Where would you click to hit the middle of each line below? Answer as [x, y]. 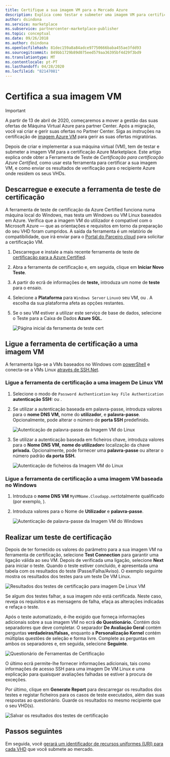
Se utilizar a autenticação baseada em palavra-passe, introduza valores [87, 409]
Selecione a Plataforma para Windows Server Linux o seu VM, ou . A [82, 297]
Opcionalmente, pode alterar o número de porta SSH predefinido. [81, 420]
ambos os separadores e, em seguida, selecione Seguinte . [67, 644]
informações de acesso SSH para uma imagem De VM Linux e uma [75, 669]
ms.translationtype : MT [30, 57]
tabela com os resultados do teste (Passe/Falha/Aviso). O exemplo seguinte [84, 571]
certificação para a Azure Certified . [49, 257]
